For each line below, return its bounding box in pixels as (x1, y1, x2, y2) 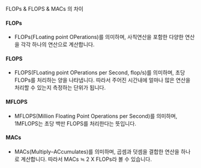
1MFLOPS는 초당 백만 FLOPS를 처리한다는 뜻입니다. (14, 119, 136, 127)
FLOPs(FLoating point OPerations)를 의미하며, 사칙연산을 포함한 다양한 (14, 34, 184, 41)
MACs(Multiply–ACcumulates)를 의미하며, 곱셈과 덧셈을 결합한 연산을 (14, 148, 179, 155)
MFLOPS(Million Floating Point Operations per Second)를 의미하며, (14, 112, 178, 119)
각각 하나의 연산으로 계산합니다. (20, 41, 95, 48)
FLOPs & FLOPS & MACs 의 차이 (5, 5, 83, 12)
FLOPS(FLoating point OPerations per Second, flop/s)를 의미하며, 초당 (14, 69, 185, 76)
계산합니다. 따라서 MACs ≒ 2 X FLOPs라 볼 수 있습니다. (20, 155, 152, 163)
